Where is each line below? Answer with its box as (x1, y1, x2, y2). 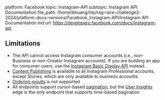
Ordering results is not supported (12, 78, 80, 84)
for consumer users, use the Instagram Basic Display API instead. (12, 63, 146, 68)
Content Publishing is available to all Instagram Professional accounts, (12, 68, 155, 74)
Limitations (5, 39, 41, 48)
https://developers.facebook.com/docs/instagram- (52, 20, 157, 26)
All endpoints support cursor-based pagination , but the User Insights (12, 84, 153, 90)
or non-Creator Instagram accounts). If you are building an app (32, 58, 160, 64)
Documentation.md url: (5, 20, 52, 26)
